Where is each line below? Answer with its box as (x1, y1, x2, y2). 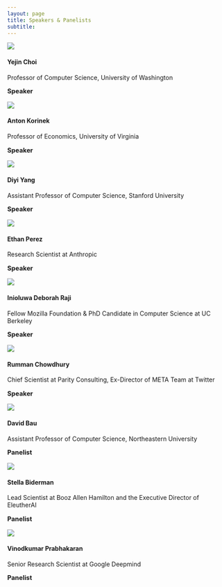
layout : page (7, 10, 45, 17)
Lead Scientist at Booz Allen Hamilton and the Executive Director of (7, 494, 200, 502)
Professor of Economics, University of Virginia (7, 132, 139, 141)
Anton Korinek (7, 116, 50, 125)
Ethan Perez (7, 235, 43, 243)
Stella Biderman (7, 478, 54, 486)
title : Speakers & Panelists (7, 17, 92, 24)
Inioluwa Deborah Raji (7, 294, 71, 302)
